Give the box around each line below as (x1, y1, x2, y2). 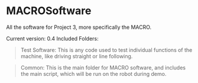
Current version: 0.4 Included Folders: (6, 35, 99, 42)
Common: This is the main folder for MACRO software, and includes (20, 64, 186, 71)
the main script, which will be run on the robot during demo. (20, 70, 167, 77)
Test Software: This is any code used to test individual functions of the (20, 46, 193, 54)
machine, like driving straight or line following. (20, 52, 133, 59)
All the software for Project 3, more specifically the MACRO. (6, 24, 152, 31)
